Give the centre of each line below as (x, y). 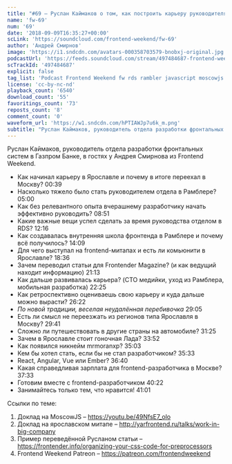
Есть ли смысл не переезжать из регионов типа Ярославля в (108, 317)
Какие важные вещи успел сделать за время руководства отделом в (119, 221)
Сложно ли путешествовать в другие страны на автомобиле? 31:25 (116, 331)
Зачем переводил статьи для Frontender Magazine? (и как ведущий (116, 265)
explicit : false (30, 71)
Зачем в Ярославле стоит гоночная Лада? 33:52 (88, 339)
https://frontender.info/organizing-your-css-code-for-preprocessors (115, 446)
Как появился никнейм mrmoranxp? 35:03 (79, 346)
